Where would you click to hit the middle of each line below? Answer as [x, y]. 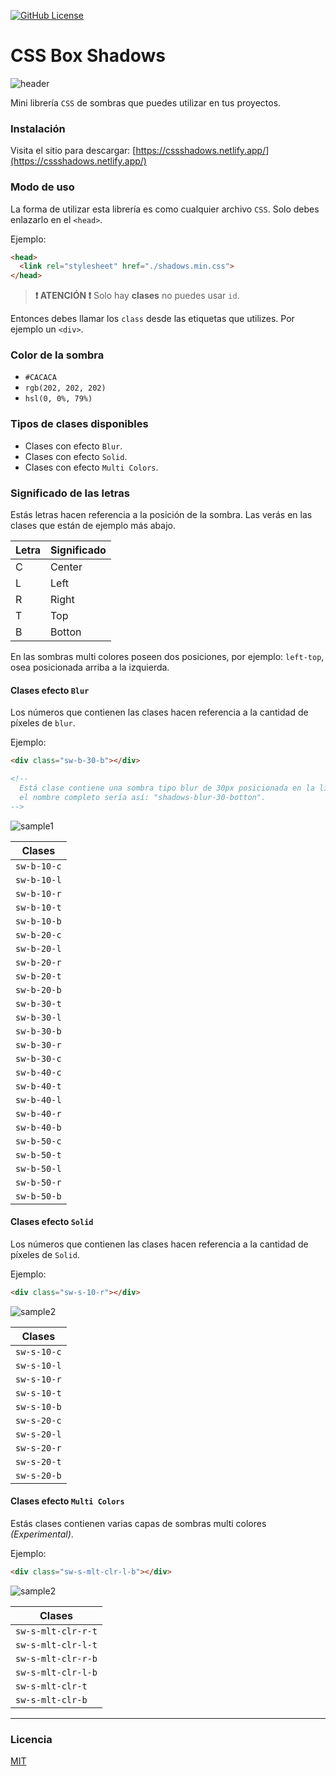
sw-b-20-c [38, 934]
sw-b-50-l [38, 1168]
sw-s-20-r [38, 1448]
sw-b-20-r [38, 962]
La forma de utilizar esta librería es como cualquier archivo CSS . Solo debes [165, 209]
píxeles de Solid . [45, 1254]
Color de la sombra [57, 355]
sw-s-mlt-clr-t [51, 1686]
